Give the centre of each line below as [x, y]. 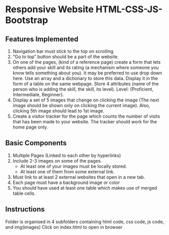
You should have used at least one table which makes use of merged [85, 188]
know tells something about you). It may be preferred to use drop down [87, 73]
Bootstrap [27, 20]
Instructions [25, 209]
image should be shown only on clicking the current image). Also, [81, 105]
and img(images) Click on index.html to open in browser [64, 227]
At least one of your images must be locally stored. [74, 166]
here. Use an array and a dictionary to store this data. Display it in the [85, 78]
